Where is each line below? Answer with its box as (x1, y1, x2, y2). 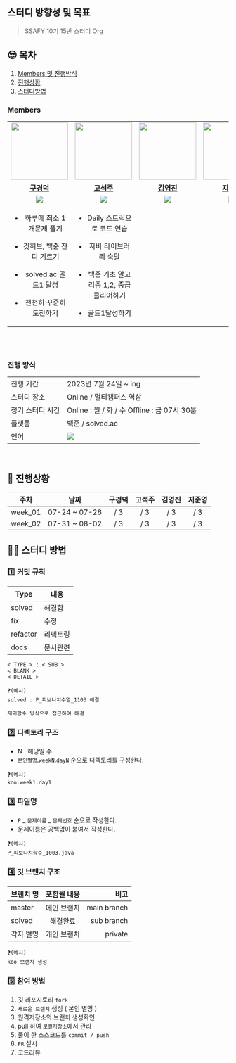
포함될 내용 (45, 889, 81, 899)
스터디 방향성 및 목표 (7, 6, 91, 19)
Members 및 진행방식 (17, 69, 77, 77)
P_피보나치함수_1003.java (7, 850, 74, 857)
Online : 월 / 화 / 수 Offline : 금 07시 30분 (66, 405, 197, 415)
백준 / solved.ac (66, 419, 118, 428)
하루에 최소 (25, 213, 60, 223)
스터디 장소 (11, 393, 46, 402)
